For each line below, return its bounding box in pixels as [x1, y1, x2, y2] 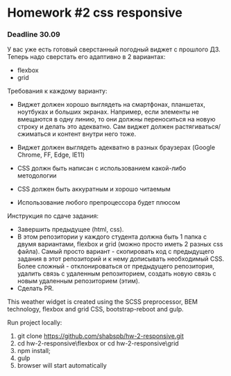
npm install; [17, 347, 51, 355]
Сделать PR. [17, 284, 54, 293]
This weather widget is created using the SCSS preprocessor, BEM [7, 298, 198, 306]
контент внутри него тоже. [58, 130, 137, 138]
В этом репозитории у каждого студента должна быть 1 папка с [17, 232, 207, 241]
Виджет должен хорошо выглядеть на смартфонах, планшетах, [17, 101, 206, 109]
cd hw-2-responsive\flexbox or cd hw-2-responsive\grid [17, 339, 179, 348]
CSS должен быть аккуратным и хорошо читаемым [17, 185, 171, 194]
